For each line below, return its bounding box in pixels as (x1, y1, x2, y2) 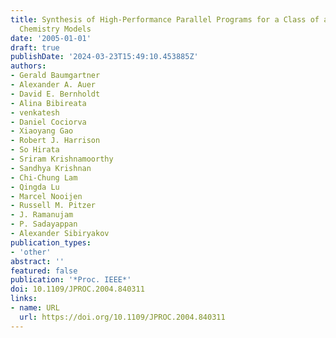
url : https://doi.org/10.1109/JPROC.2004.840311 (19, 312, 226, 322)
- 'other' (10, 247, 52, 257)
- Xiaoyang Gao (10, 126, 74, 136)
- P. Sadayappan (10, 219, 78, 230)
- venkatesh (10, 107, 60, 118)
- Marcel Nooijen (10, 191, 83, 201)
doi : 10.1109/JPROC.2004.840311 (10, 284, 145, 295)
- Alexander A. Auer (10, 80, 97, 90)
